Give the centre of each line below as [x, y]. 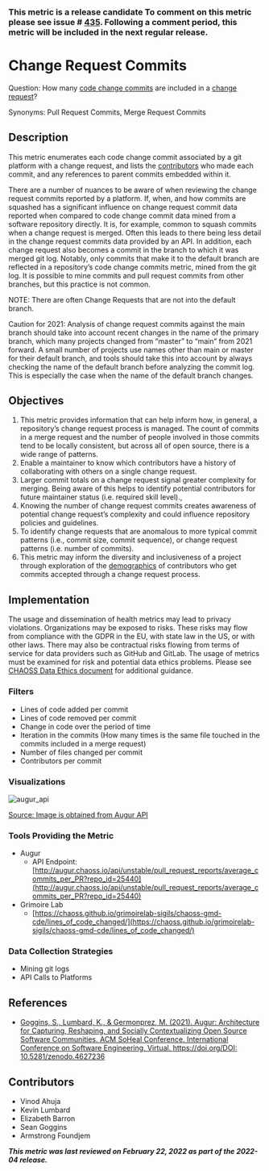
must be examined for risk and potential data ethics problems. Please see [130, 662]
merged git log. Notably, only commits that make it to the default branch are [134, 258]
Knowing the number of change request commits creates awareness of [138, 506]
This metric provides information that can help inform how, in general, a [139, 420]
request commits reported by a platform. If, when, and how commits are [127, 198]
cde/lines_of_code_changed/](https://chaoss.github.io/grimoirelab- [143, 922]
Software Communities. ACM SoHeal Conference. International [124, 1039]
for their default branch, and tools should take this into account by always [130, 358]
